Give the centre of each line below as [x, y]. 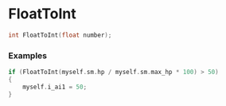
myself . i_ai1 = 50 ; [55, 87]
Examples [28, 55]
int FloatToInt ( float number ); [60, 35]
